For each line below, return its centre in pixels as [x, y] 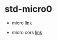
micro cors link [27, 32]
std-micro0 [28, 9]
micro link [22, 23]
